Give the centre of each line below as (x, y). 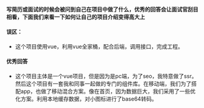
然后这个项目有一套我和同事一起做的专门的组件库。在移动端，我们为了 (103, 84)
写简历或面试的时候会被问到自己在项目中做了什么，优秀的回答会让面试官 (97, 9)
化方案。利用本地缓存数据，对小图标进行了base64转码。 (86, 99)
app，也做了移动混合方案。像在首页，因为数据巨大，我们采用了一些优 (108, 91)
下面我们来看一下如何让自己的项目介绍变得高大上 (83, 17)
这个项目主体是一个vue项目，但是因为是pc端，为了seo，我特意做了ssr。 (106, 76)
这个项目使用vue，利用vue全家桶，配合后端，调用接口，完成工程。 (99, 46)
